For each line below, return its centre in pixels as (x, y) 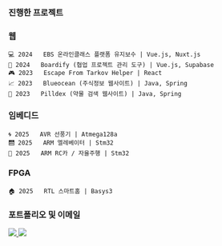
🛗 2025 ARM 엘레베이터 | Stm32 (61, 143)
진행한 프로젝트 (36, 12)
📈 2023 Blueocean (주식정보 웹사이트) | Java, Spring (98, 84)
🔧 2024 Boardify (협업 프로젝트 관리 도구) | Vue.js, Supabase (111, 65)
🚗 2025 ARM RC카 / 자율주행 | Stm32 (69, 153)
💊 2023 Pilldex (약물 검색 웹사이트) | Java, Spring (95, 94)
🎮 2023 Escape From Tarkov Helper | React (85, 73)
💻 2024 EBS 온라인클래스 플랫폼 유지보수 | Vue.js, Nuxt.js (105, 55)
